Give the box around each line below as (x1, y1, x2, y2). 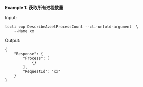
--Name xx (14, 29, 35, 34)
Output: (5, 37, 21, 43)
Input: (5, 15, 17, 20)
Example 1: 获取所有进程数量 (5, 5, 63, 10)
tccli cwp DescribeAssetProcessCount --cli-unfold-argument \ (5, 24, 139, 29)
